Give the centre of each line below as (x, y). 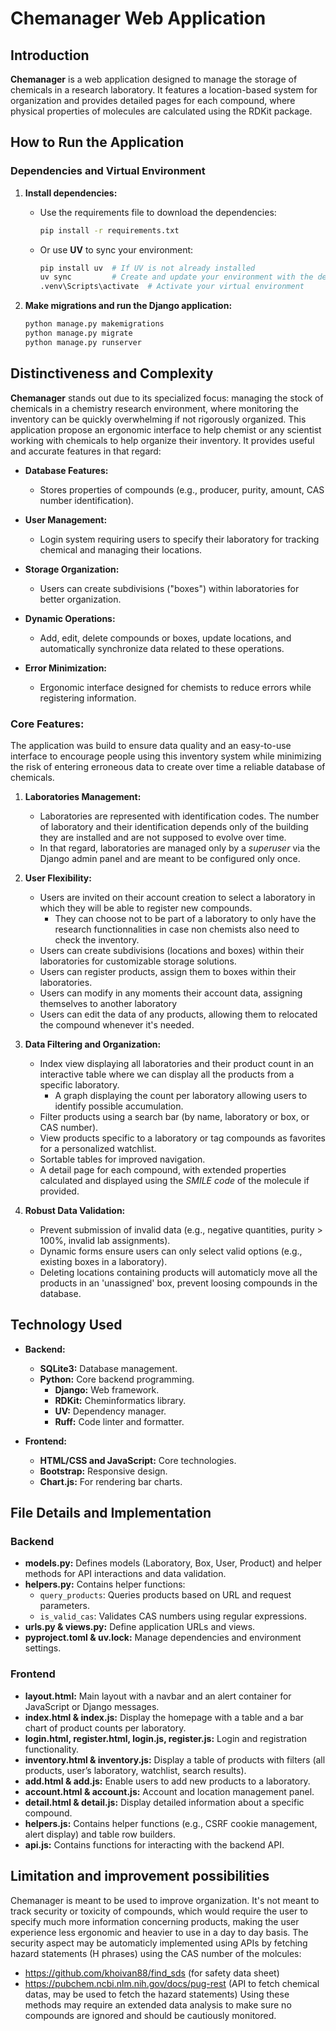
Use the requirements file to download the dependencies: (158, 212)
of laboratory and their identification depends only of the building (174, 826)
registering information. (88, 698)
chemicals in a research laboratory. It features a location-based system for (164, 90)
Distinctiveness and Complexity (112, 373)
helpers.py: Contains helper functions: (105, 1584)
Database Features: (66, 470)
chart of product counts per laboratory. (105, 1728)
